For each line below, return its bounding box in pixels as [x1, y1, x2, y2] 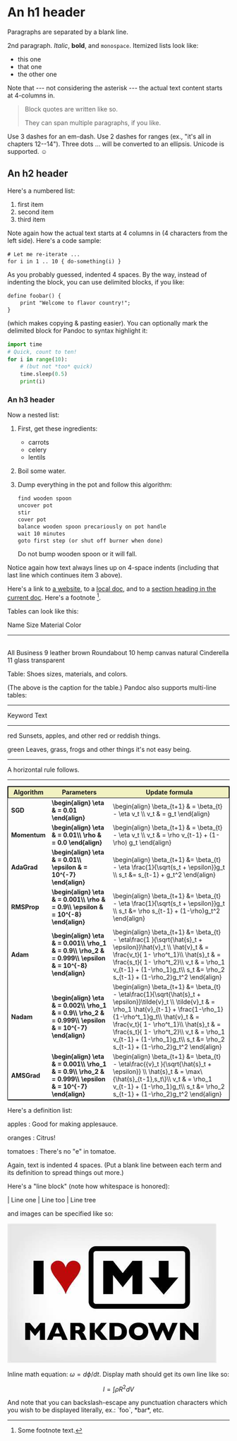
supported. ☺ [7, 147, 48, 155]
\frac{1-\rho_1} [178, 1005, 224, 1013]
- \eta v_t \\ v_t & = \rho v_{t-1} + [112, 830, 208, 839]
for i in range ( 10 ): [7, 356, 68, 363]
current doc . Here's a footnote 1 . [7, 592, 101, 602]
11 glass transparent [7, 656, 65, 664]
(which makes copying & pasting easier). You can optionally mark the [7, 318, 208, 327]
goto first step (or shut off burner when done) [17, 537, 164, 544]
